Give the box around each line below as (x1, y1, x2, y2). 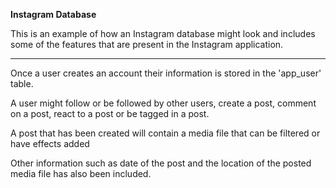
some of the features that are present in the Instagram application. (10, 39, 284, 50)
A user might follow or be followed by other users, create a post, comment (10, 97, 317, 109)
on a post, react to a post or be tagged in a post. (10, 108, 210, 119)
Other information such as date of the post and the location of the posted (10, 157, 312, 169)
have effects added (10, 138, 90, 149)
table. (10, 78, 34, 89)
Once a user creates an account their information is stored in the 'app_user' (10, 67, 322, 79)
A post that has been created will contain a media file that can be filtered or (10, 127, 321, 139)
